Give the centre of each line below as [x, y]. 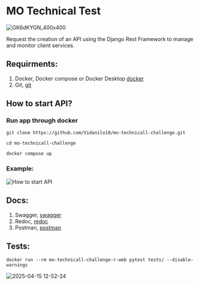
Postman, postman [38, 227]
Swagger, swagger [38, 215]
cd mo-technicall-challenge [41, 143]
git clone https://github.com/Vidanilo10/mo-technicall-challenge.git [96, 133]
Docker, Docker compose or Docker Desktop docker [79, 78]
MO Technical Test [53, 11]
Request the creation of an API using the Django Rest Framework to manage [100, 39]
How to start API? [39, 103]
